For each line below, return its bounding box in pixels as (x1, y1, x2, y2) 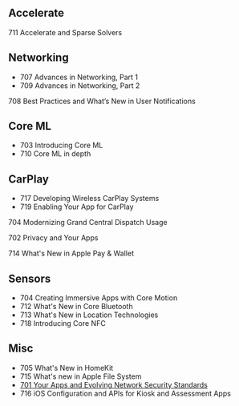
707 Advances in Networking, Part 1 (19, 72, 139, 82)
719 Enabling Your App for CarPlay (19, 202, 134, 211)
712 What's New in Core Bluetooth (19, 302, 134, 312)
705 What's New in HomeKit (19, 363, 114, 372)
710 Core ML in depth (19, 149, 91, 159)
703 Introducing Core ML (19, 140, 103, 151)
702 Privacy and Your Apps (8, 233, 99, 243)
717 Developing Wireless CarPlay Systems (19, 194, 160, 203)
